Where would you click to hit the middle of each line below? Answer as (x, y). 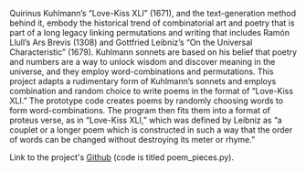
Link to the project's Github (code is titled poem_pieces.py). (122, 157)
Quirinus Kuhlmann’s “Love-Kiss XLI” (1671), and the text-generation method (153, 13)
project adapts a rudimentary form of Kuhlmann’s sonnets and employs (143, 81)
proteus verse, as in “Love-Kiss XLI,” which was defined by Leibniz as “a (146, 120)
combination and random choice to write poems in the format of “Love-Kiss (152, 91)
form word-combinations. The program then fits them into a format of (140, 110)
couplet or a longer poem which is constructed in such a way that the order (151, 130)
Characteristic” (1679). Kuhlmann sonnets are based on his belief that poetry (153, 52)
